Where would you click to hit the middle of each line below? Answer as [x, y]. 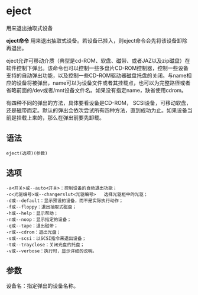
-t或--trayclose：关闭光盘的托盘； [45, 245]
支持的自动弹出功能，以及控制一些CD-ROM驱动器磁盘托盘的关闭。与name [96, 75]
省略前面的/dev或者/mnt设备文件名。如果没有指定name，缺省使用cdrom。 [97, 90]
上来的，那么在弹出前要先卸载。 [65, 117]
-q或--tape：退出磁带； [32, 226]
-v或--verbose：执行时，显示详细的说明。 [52, 251]
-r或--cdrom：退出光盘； [33, 232]
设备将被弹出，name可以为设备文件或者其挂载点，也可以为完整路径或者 [103, 83]
